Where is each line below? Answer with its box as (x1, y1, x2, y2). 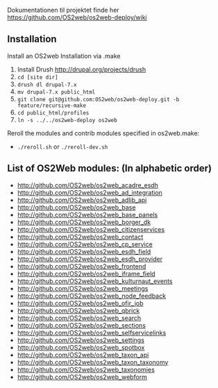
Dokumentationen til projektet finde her (7, 6, 119, 14)
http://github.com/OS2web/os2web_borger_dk (17, 218, 151, 226)
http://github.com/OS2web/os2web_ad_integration (17, 188, 163, 196)
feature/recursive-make (17, 102, 87, 109)
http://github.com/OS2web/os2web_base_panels (17, 210, 158, 219)
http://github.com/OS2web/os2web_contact (17, 233, 144, 241)
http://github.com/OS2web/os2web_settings (17, 336, 144, 344)
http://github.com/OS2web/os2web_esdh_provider (17, 255, 163, 263)
